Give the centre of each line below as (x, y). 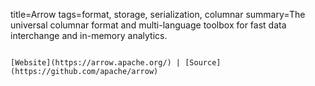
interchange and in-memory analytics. (89, 35)
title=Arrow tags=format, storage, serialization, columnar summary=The (158, 14)
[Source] (203, 63)
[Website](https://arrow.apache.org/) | (96, 63)
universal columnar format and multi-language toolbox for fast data (148, 25)
